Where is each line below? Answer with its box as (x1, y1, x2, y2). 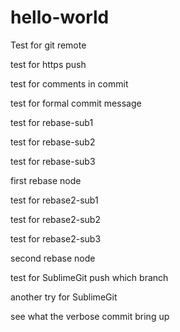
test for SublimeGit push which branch (10, 271, 169, 283)
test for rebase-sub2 (10, 136, 96, 148)
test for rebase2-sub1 (10, 194, 99, 206)
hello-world (10, 6, 110, 29)
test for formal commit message (10, 97, 142, 109)
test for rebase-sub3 (10, 155, 96, 167)
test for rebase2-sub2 (10, 213, 101, 225)
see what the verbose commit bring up (10, 310, 170, 322)
